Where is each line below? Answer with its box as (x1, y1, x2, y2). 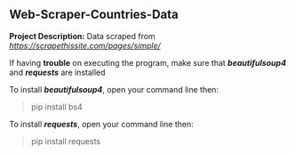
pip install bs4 (30, 101, 83, 112)
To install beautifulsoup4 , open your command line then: (9, 84, 219, 94)
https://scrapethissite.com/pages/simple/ (9, 40, 162, 51)
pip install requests (30, 135, 100, 146)
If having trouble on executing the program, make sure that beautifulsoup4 (9, 57, 287, 68)
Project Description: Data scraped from (9, 30, 155, 41)
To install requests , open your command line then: (9, 118, 194, 129)
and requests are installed (9, 67, 106, 77)
